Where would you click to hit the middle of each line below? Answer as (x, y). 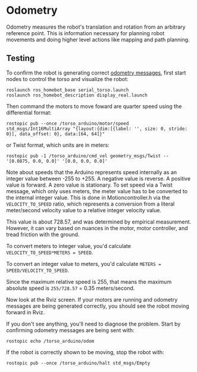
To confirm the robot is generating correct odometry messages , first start (96, 73)
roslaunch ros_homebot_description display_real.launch (77, 95)
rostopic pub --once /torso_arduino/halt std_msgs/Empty (78, 363)
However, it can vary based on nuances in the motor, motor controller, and (97, 228)
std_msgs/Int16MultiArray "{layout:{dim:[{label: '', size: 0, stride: (97, 129)
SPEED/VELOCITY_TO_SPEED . (38, 270)
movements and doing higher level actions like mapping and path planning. (98, 39)
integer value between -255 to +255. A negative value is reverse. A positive (98, 178)
